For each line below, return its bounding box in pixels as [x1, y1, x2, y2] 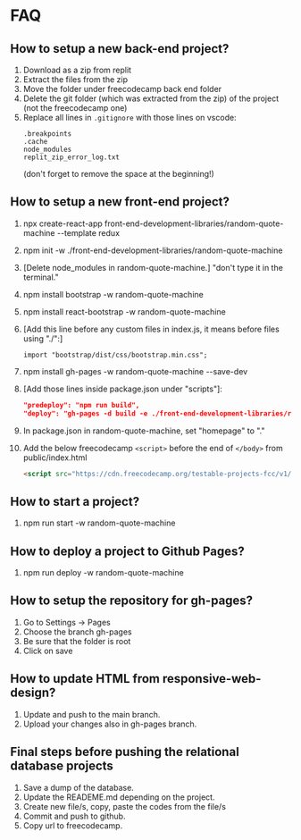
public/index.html [22, 452, 88, 463]
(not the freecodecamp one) [22, 103, 128, 113]
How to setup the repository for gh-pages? [10, 593, 254, 609]
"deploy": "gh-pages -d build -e [22, 408, 148, 418]
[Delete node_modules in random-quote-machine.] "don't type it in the [22, 262, 284, 273]
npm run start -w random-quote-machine [22, 517, 176, 528]
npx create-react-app [22, 218, 104, 229]
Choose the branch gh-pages [22, 626, 132, 637]
